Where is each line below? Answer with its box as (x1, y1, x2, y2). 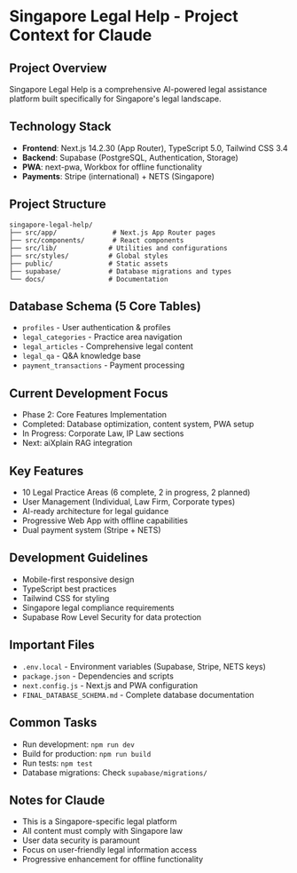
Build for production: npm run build (21, 748, 152, 758)
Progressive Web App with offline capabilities (21, 515, 189, 526)
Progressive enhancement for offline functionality (21, 854, 204, 865)
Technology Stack (9, 119, 112, 134)
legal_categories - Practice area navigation (21, 331, 184, 343)
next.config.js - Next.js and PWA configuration (21, 679, 199, 690)
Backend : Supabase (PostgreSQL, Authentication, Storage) (21, 152, 238, 163)
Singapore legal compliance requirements (21, 602, 175, 613)
